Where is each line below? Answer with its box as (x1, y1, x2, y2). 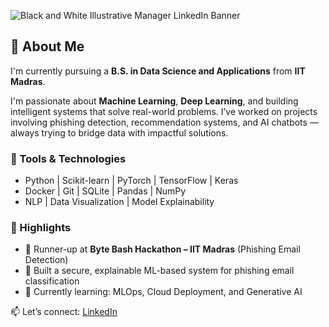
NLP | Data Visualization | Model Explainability (24, 196, 215, 208)
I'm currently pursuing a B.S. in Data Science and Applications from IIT (10, 65, 306, 77)
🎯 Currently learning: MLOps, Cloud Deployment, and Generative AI (24, 286, 303, 298)
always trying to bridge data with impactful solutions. (10, 126, 229, 139)
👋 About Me (10, 38, 85, 55)
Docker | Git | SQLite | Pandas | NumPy (24, 185, 187, 197)
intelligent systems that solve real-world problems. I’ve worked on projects (10, 105, 318, 117)
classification (24, 275, 80, 287)
